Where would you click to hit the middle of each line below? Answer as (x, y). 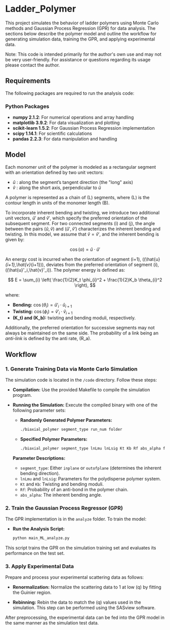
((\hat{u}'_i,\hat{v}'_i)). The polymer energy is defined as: (65, 270)
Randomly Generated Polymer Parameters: (66, 420)
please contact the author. (33, 65)
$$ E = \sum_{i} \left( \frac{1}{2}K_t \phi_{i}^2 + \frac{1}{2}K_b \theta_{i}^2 (85, 280)
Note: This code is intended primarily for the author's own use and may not (83, 54)
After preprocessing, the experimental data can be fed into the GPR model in (85, 618)
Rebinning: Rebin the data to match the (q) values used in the (77, 602)
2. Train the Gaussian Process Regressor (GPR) (64, 508)
